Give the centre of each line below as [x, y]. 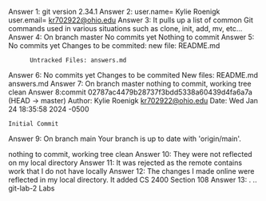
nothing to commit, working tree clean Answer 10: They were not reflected [131, 154]
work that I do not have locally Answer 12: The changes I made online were [131, 171]
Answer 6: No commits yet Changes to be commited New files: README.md [133, 75]
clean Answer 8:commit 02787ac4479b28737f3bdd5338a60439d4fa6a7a [131, 92]
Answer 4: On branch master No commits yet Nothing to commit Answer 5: [131, 37]
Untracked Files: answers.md [78, 60]
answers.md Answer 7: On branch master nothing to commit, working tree [130, 84]
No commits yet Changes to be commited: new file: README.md [114, 46]
